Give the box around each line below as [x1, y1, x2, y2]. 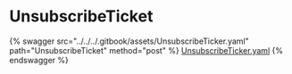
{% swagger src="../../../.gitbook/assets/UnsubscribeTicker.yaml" [9, 36, 249, 46]
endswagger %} [9, 54, 69, 65]
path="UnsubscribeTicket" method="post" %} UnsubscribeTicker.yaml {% [9, 45, 284, 55]
